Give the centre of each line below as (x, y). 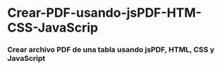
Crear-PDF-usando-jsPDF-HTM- (105, 13)
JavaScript (26, 59)
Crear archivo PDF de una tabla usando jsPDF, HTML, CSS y (111, 50)
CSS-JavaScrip (53, 28)
